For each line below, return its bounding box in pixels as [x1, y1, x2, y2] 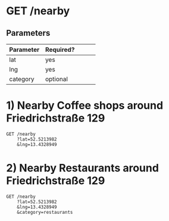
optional [45, 75, 68, 83]
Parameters [6, 28, 51, 38]
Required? [45, 46, 75, 54]
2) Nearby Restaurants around [6, 161, 159, 175]
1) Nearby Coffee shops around [6, 99, 164, 113]
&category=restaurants [17, 209, 73, 215]
